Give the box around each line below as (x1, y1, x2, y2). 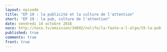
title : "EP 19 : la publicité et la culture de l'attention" (5, 12, 135, 17)
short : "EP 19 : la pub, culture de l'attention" (5, 16, 110, 21)
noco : (5, 26, 16, 31)
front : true (5, 40, 30, 45)
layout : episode (5, 7, 39, 12)
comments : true (5, 35, 37, 40)
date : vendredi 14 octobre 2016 (5, 21, 72, 26)
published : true (5, 30, 39, 35)
